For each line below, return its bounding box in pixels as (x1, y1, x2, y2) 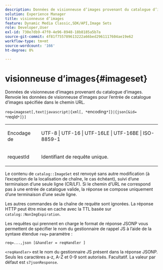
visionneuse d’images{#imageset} (5, 73, 148, 84)
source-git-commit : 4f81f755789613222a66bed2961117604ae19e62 (5, 35, 133, 39)
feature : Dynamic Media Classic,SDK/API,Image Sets (5, 20, 112, 26)
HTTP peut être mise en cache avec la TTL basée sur (5, 206, 112, 212)
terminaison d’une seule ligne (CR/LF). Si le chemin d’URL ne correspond (5, 181, 151, 187)
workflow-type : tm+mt (5, 39, 49, 44)
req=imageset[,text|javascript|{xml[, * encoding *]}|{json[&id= (5, 109, 137, 115)
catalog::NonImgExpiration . (5, 211, 61, 217)
